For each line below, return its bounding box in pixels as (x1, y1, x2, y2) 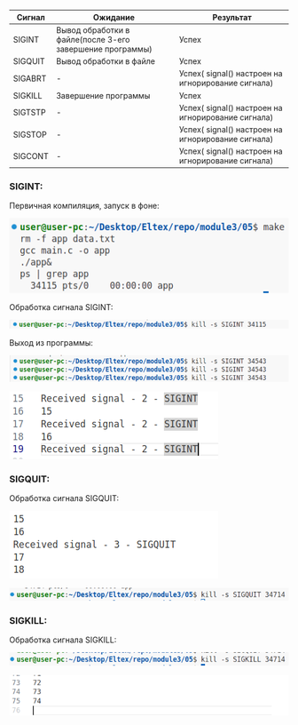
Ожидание (92, 12, 136, 22)
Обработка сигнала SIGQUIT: (9, 493, 120, 504)
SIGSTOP (12, 129, 47, 139)
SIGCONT (12, 150, 49, 161)
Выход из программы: (9, 337, 93, 347)
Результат (212, 12, 253, 22)
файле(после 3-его (56, 34, 130, 44)
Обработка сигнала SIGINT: (9, 301, 114, 312)
